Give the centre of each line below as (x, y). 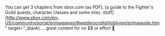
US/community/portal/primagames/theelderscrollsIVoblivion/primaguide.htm (82, 23)
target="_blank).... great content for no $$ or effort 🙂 (61, 28)
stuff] (108, 12)
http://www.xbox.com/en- (33, 18)
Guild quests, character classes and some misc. (54, 12)
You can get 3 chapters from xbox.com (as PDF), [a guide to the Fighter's (79, 7)
